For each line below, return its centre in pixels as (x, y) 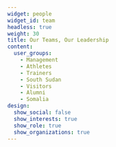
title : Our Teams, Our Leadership (58, 40)
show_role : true (37, 125)
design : (19, 106)
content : (20, 47)
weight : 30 (23, 34)
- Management (39, 60)
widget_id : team (31, 20)
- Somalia (35, 100)
